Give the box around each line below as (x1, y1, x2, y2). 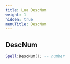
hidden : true (5, 17, 33, 22)
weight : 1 (5, 12, 27, 17)
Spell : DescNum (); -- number (5, 54, 65, 59)
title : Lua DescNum (5, 7, 47, 13)
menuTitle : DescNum (5, 21, 47, 27)
